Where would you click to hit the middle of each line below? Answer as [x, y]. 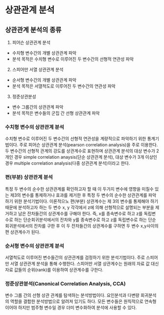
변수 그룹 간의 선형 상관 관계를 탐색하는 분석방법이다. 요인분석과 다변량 [72, 295]
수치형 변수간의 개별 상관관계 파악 [44, 53]
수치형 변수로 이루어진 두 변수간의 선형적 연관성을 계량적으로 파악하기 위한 [76, 139]
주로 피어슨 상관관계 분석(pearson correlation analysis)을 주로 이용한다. [89, 145]
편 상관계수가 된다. [23, 232]
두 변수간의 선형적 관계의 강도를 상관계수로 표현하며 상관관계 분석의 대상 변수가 [80, 151]
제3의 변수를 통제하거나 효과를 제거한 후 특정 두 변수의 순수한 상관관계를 [79, 195]
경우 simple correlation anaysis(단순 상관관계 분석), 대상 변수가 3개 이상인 [86, 157]
